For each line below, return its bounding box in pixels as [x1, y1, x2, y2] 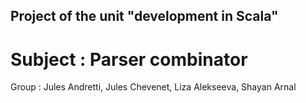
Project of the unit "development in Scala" [10, 8, 279, 25]
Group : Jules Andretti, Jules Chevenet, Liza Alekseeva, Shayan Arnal [10, 81, 297, 93]
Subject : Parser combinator [10, 48, 248, 71]
